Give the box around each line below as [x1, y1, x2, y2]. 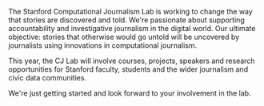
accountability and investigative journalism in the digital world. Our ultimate [8, 24, 256, 33]
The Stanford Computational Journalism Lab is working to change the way [8, 7, 254, 16]
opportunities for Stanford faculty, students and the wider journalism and [8, 65, 249, 74]
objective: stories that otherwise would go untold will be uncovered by [8, 32, 240, 41]
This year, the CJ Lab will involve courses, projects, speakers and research [8, 56, 255, 65]
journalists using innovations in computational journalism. [8, 41, 198, 50]
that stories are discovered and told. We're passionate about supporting [8, 15, 246, 25]
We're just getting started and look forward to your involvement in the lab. [8, 88, 251, 98]
